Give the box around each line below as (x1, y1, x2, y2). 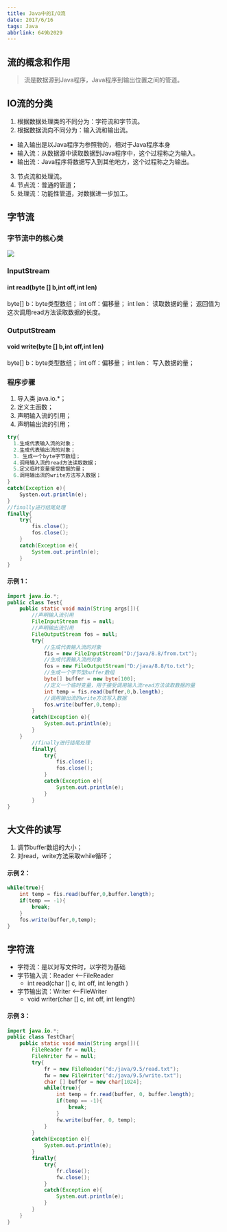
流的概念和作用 (7, 56, 71, 68)
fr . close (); (56, 1168, 91, 1174)
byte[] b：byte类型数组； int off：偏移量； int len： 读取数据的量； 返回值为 (7, 299, 221, 307)
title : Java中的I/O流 (7, 10, 66, 17)
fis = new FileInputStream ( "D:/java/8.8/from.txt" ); (43, 650, 198, 657)
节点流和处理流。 (16, 172, 66, 180)
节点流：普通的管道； (16, 180, 77, 189)
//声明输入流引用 (32, 612, 74, 619)
